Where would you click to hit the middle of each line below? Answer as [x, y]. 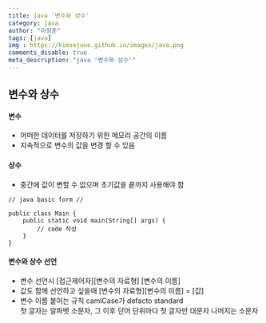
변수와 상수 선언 [33, 262]
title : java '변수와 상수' [49, 16]
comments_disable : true [48, 53]
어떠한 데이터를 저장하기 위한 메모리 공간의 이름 [93, 136]
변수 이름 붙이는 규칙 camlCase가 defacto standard [101, 301]
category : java [34, 23]
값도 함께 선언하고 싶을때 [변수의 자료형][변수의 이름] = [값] [112, 290]
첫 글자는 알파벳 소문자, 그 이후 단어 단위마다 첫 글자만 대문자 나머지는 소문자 [139, 310]
